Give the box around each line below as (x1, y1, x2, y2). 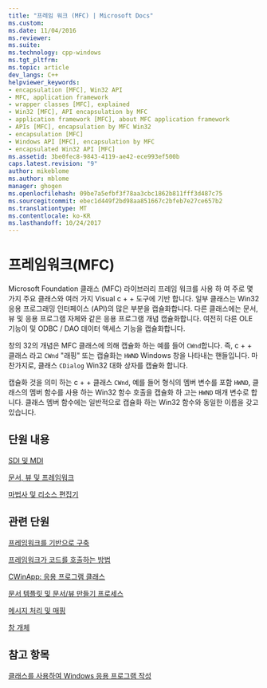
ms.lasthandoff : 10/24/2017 (8, 219, 102, 227)
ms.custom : (8, 19, 45, 27)
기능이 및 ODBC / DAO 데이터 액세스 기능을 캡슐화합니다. (8, 324, 186, 333)
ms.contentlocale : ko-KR (8, 212, 91, 220)
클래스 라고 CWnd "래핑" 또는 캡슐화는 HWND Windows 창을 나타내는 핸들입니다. (8, 351, 249, 360)
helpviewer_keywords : (8, 78, 80, 86)
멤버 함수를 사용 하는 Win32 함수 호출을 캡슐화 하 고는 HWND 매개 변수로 (29, 387, 249, 397)
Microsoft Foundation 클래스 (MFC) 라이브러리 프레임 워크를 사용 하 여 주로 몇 (8, 284, 253, 293)
